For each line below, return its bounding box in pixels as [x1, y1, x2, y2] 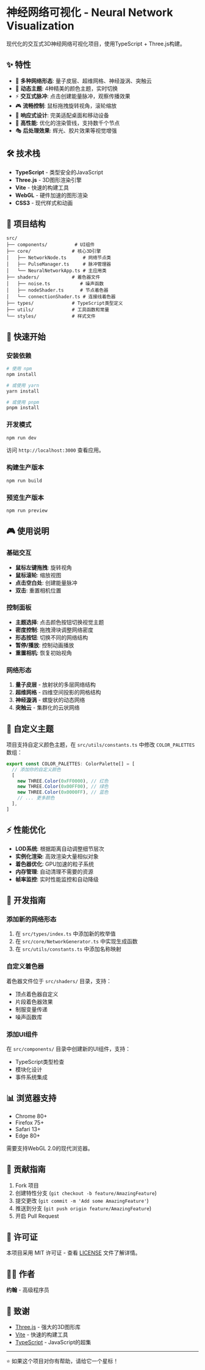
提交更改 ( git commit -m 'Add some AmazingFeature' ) [15, 1197, 149, 1204]
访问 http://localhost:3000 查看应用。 [6, 446, 105, 454]
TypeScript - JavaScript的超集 [15, 1338, 92, 1346]
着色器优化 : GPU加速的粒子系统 [15, 860, 95, 867]
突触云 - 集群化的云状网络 [15, 704, 81, 711]
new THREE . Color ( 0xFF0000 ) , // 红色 [17, 778, 109, 784]
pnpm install [6, 405, 40, 411]
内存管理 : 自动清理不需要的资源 [15, 867, 93, 875]
